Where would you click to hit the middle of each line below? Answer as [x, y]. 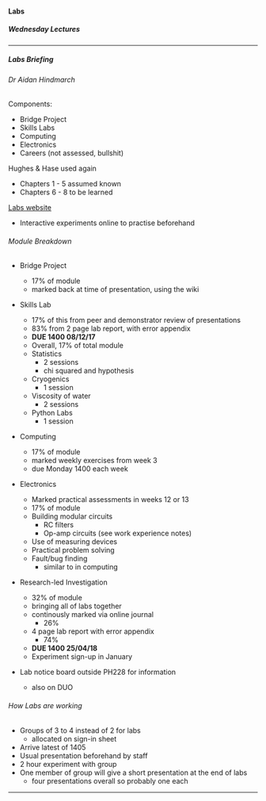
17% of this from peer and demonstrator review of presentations [136, 320]
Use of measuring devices [74, 542]
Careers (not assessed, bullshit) [72, 153]
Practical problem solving [73, 550]
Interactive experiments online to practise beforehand [107, 223]
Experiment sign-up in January [82, 657]
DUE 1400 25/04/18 [64, 648]
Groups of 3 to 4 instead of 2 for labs [80, 730]
